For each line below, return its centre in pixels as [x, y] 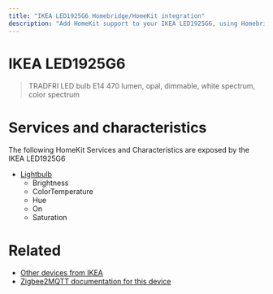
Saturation [50, 218]
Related [35, 251]
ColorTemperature [63, 192]
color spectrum [54, 95]
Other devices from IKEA [61, 273]
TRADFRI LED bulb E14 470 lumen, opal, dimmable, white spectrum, [142, 86]
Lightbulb [36, 175]
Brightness [50, 183]
